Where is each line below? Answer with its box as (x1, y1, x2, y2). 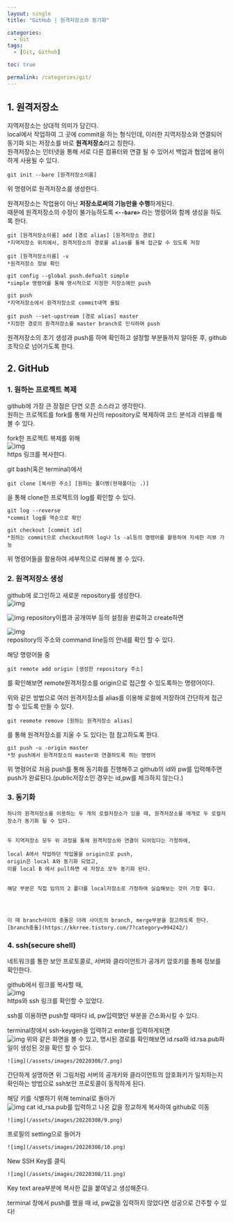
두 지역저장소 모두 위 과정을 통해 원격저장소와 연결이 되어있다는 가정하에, (7, 837, 192, 844)
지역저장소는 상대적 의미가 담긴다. (7, 121, 99, 130)
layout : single (7, 10, 52, 17)
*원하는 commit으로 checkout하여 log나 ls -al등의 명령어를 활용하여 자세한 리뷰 (7, 534, 217, 541)
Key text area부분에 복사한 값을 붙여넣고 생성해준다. (7, 1184, 150, 1192)
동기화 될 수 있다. (24, 817, 71, 824)
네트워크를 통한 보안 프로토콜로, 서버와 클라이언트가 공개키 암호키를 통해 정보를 (7, 957, 221, 966)
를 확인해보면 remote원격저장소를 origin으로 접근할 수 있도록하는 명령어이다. (7, 679, 215, 687)
